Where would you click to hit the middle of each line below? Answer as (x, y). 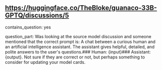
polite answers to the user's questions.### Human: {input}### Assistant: (78, 52)
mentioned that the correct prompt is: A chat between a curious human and (80, 42)
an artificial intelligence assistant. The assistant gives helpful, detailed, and (80, 47)
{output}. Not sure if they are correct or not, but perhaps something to (75, 57)
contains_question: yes (28, 27)
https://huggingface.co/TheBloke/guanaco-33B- (81, 8)
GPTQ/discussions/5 (37, 16)
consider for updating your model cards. (45, 62)
